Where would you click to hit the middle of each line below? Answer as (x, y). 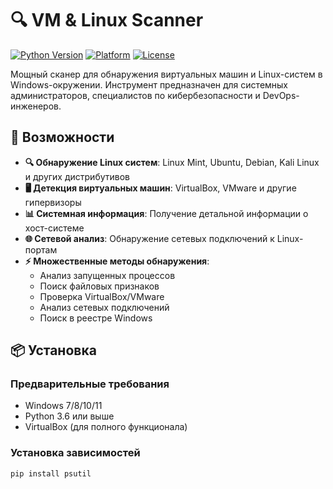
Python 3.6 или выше (69, 416)
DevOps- (281, 95)
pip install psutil (51, 473)
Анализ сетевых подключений (104, 307)
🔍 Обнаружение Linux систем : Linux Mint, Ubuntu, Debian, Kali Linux (172, 162)
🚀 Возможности (62, 137)
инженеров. (36, 106)
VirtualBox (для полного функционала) (106, 427)
